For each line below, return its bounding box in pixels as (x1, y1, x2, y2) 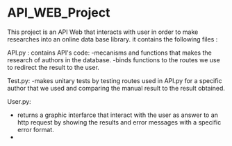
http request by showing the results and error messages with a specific (17, 118, 222, 126)
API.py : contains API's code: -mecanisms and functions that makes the (7, 48, 212, 57)
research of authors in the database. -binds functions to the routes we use (7, 55, 220, 64)
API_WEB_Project (7, 5, 110, 21)
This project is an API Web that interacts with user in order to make (7, 28, 199, 36)
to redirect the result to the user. (7, 63, 99, 71)
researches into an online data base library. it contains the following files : (7, 35, 218, 43)
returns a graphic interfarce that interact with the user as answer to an (17, 111, 219, 119)
